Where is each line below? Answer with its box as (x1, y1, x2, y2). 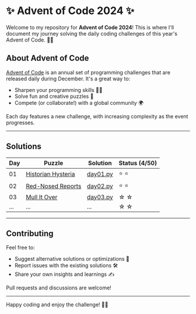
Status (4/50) (118, 159, 157, 167)
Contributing (6, 228, 54, 238)
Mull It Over (26, 193, 58, 201)
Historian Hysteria (26, 170, 75, 178)
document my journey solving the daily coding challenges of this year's (6, 30, 178, 37)
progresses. (6, 119, 35, 126)
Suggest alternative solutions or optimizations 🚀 (14, 255, 130, 262)
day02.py (86, 182, 113, 190)
